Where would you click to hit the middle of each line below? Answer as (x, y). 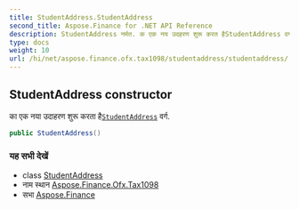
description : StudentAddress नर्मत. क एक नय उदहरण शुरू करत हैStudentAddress (145, 34)
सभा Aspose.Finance (59, 194)
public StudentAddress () (55, 133)
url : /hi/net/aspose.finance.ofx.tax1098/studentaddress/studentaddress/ (149, 59)
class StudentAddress (62, 175)
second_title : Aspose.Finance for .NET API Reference (111, 26)
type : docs (29, 42)
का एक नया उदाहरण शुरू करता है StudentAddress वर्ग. (90, 116)
